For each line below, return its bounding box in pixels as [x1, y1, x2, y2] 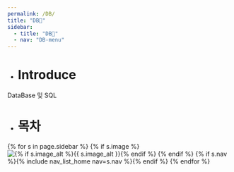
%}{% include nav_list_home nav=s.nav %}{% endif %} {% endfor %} [7, 157, 211, 166]
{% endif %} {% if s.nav [158, 149, 228, 158]
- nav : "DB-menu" [13, 37, 65, 44]
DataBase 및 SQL [7, 91, 57, 99]
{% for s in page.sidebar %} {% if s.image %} [7, 142, 140, 150]
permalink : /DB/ [7, 10, 55, 18]
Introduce [17, 67, 76, 83]
